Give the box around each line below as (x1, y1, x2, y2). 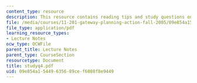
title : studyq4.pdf (6, 63, 54, 69)
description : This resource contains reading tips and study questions (6, 14, 185, 20)
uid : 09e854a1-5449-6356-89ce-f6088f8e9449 (6, 68, 114, 74)
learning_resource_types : (6, 30, 69, 36)
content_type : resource (6, 8, 64, 15)
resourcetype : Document (6, 57, 64, 63)
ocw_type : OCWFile (6, 41, 51, 47)
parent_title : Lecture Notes (6, 47, 77, 53)
